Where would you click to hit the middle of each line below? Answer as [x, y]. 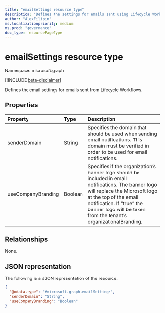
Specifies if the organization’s [122, 166]
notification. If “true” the [115, 203]
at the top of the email [113, 197]
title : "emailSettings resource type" [45, 10]
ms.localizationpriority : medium [39, 23]
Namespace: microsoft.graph [35, 70]
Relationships [27, 239]
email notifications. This [115, 139]
